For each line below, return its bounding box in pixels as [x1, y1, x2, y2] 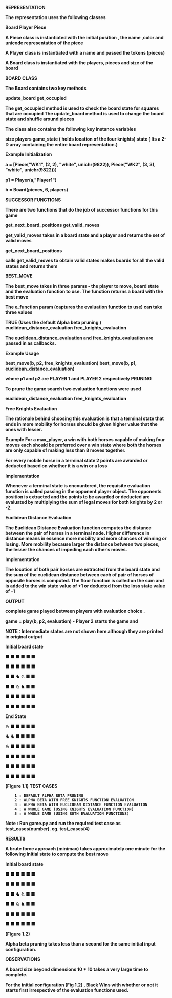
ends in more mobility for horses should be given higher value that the [5, 421, 158, 427]
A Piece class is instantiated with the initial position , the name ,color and [5, 34, 164, 40]
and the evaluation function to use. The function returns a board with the [5, 288, 163, 294]
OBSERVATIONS [5, 956, 41, 962]
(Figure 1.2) [5, 931, 30, 937]
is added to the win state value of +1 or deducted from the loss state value [5, 583, 165, 589]
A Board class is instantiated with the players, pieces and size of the [5, 60, 154, 66]
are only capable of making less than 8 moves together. [5, 447, 126, 453]
